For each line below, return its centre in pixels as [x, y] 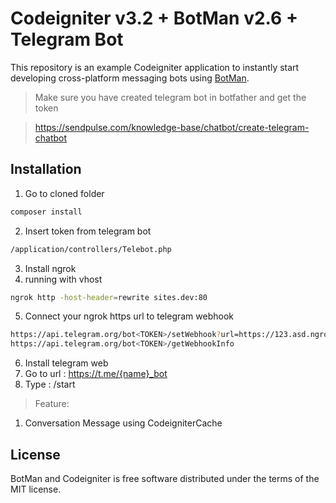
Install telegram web [66, 363]
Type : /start [50, 384]
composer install [46, 212]
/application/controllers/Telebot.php [91, 249]
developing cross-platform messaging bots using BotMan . [130, 78]
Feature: [52, 404]
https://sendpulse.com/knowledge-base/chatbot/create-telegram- [172, 127]
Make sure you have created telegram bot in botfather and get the [170, 97]
